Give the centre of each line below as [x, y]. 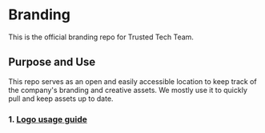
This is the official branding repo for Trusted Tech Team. [101, 37]
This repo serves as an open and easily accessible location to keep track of [133, 81]
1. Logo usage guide [48, 119]
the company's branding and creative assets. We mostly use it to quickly [128, 90]
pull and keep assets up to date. [61, 99]
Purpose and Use [52, 62]
